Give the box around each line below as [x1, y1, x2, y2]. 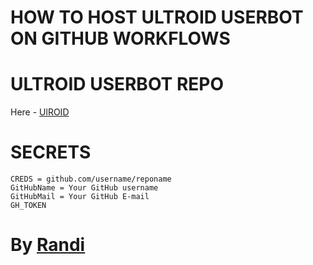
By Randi [10, 234, 86, 256]
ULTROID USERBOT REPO [10, 73, 225, 96]
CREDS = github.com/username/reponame [10, 174, 172, 185]
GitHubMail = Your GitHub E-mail [10, 192, 150, 202]
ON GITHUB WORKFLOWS [10, 27, 231, 50]
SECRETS [10, 141, 92, 164]
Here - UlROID [10, 106, 70, 118]
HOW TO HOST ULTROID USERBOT [10, 6, 304, 29]
